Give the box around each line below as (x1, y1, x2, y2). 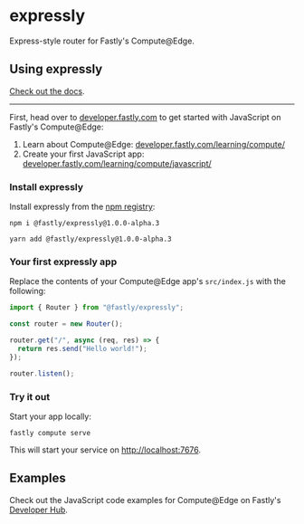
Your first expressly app (9, 255, 118, 268)
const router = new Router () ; (9, 319, 124, 329)
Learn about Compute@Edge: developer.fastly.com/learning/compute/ (22, 138, 285, 149)
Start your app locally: (9, 411, 92, 422)
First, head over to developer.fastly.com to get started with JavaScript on (9, 111, 282, 122)
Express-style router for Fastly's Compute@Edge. (9, 35, 195, 46)
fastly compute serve (9, 428, 91, 437)
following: (9, 286, 46, 297)
